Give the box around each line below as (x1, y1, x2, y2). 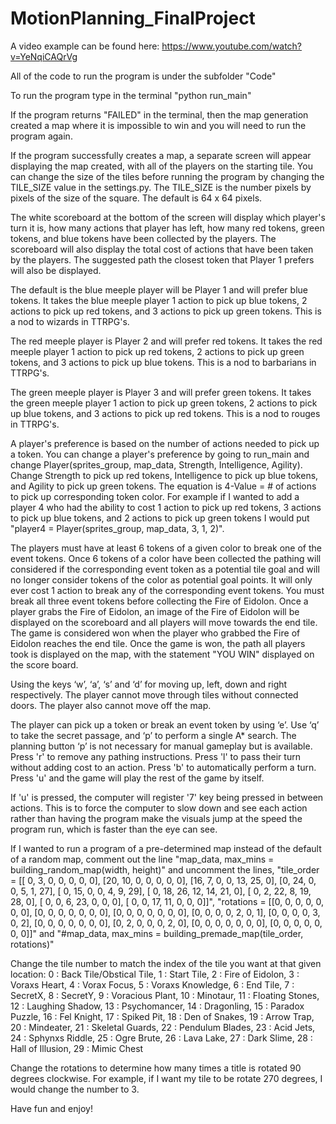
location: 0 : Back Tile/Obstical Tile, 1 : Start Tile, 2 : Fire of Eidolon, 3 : (10, 968, 300, 980)
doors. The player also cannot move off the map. (10, 699, 212, 711)
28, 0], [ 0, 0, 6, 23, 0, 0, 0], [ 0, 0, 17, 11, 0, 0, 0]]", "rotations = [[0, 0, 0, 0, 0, (10, 895, 325, 907)
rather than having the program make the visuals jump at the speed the (10, 812, 303, 824)
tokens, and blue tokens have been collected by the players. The (10, 232, 277, 244)
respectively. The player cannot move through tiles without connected (10, 688, 299, 701)
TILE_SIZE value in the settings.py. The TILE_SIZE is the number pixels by (10, 181, 312, 193)
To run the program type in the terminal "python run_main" (10, 89, 252, 101)
